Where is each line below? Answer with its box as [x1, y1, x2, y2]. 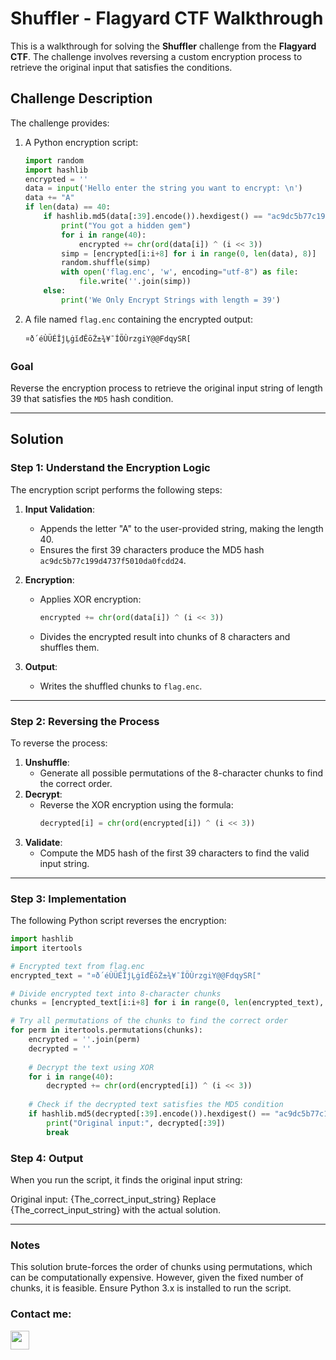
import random [24, 155, 84, 166]
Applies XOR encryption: [39, 593, 142, 605]
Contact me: [10, 1307, 72, 1321]
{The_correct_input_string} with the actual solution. [10, 1204, 221, 1216]
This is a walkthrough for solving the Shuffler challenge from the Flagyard [10, 40, 317, 52]
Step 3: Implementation [10, 892, 127, 906]
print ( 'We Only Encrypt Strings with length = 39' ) [61, 295, 281, 305]
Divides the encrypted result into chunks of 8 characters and [39, 630, 291, 642]
